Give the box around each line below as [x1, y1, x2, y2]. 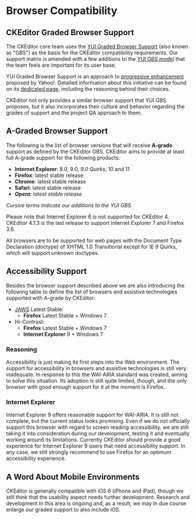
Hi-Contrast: [14, 318, 45, 325]
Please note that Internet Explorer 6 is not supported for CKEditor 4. [6, 213, 170, 220]
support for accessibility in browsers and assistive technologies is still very [6, 364, 187, 371]
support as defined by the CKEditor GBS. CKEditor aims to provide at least [6, 148, 185, 155]
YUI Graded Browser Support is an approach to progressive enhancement [6, 73, 184, 80]
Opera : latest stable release [14, 190, 82, 197]
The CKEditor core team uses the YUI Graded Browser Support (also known [6, 43, 188, 50]
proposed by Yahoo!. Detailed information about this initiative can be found [6, 79, 187, 86]
